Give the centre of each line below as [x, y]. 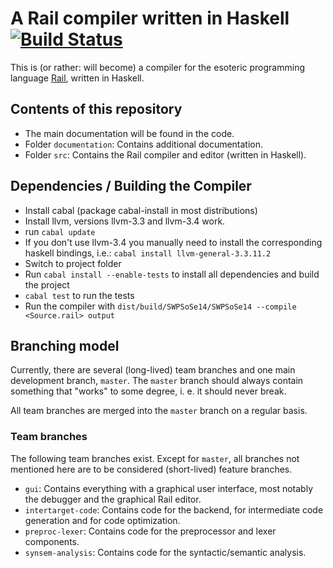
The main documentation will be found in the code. [129, 133]
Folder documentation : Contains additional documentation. [144, 144]
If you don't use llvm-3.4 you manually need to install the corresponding [173, 242]
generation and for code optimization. [102, 520]
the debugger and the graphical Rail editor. [113, 499]
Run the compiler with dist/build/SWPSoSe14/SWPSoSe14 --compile [160, 306]
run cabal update [60, 231]
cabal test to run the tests [79, 295]
